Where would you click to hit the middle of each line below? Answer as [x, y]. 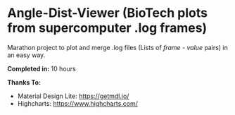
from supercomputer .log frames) [107, 28]
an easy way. [26, 55]
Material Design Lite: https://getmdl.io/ [73, 96]
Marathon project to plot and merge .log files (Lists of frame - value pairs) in [118, 47]
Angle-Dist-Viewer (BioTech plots [107, 13]
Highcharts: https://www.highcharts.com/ [78, 103]
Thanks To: [24, 82]
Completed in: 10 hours [42, 68]
